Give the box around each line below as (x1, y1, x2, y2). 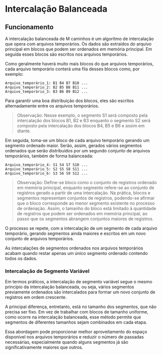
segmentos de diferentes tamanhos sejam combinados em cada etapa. (5, 319, 147, 325)
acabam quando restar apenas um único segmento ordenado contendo (5, 251, 148, 256)
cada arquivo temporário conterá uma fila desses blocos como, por (5, 66, 140, 72)
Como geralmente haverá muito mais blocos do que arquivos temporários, (5, 61, 154, 66)
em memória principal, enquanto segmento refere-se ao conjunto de (17, 185, 155, 190)
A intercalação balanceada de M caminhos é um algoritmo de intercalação (5, 36, 154, 42)
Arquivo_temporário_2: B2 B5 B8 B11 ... (5, 85, 89, 90)
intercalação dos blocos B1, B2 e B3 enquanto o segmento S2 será (17, 118, 151, 123)
